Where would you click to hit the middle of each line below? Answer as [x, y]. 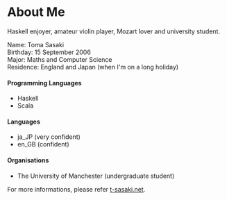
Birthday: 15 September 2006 [49, 52]
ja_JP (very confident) [49, 137]
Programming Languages [44, 83]
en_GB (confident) [43, 144]
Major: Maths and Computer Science [60, 59]
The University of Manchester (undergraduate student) [96, 176]
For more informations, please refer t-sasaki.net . [76, 189]
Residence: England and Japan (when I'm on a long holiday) [93, 67]
